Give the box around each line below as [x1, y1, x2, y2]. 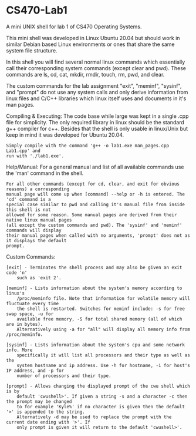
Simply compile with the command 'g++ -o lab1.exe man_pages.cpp [6, 143, 169, 148]
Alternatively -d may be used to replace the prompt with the [16, 414, 172, 420]
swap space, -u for [6, 311, 54, 317]
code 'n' [6, 269, 28, 276]
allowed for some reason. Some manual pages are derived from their [6, 212, 177, 218]
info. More [6, 347, 33, 353]
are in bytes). [6, 321, 43, 327]
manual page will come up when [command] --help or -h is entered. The [6, 191, 185, 197]
